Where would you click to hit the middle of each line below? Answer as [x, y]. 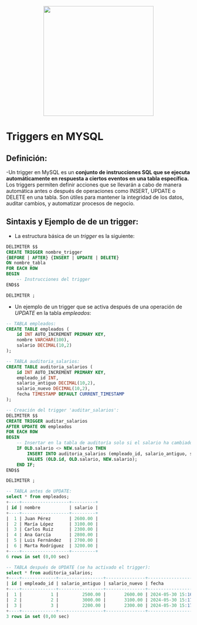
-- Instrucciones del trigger [54, 280]
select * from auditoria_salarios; [50, 573]
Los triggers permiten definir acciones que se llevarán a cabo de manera [94, 185]
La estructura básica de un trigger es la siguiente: [74, 236]
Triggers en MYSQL [55, 137]
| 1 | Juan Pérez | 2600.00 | [52, 518]
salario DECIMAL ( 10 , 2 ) [44, 345]
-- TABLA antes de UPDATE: [39, 491]
